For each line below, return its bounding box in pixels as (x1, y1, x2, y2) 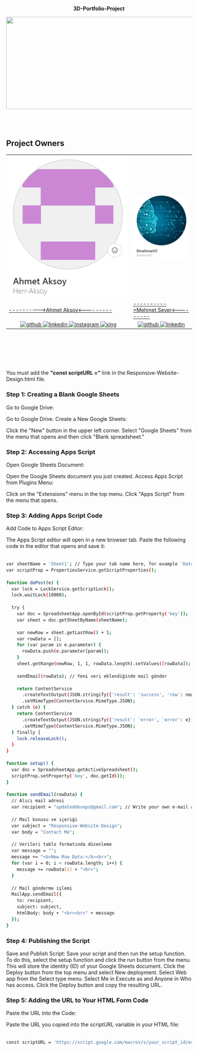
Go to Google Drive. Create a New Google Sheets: (6, 415, 127, 422)
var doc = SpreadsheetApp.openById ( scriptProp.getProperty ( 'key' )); (16, 611, 189, 617)
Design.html (6, 375, 35, 383)
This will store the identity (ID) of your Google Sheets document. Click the (6, 963, 185, 970)
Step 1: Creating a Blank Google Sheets (6, 390, 120, 398)
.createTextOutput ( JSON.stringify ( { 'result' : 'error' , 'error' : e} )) (21, 716, 196, 723)
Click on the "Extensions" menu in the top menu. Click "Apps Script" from (6, 490, 184, 497)
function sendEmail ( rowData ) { (6, 792, 83, 797)
